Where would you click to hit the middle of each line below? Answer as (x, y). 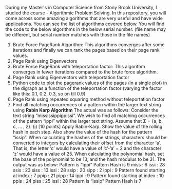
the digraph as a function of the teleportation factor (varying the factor (87, 88)
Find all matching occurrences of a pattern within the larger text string (87, 105)
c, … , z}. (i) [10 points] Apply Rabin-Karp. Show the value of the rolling (88, 126)
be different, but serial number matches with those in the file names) (78, 35)
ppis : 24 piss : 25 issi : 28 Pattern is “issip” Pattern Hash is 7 (77, 181)
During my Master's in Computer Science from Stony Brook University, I (81, 7)
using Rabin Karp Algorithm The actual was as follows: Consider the (85, 110)
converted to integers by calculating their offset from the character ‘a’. (87, 143)
